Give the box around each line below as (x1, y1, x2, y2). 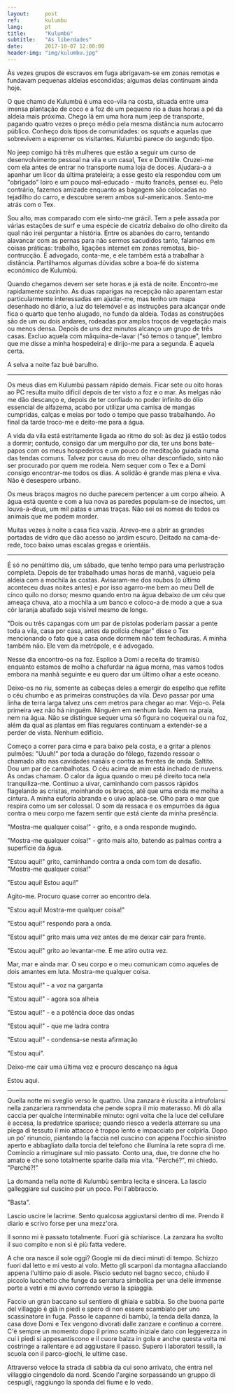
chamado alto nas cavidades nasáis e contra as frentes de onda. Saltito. (7, 757, 215, 765)
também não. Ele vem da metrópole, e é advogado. (7, 641, 155, 650)
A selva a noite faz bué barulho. (7, 360, 99, 368)
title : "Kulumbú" (7, 29, 73, 37)
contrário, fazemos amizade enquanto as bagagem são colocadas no (7, 185, 207, 194)
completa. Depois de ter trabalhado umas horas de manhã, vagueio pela (7, 568, 215, 576)
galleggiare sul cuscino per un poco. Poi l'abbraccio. (7, 1184, 159, 1193)
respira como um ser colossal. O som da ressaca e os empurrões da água (7, 801, 220, 810)
